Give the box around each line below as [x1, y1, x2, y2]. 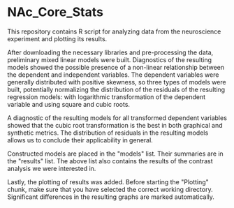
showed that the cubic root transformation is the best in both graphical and [7, 121, 223, 129]
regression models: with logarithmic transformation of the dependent [7, 92, 206, 101]
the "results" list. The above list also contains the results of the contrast [7, 156, 213, 165]
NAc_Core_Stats [7, 4, 103, 20]
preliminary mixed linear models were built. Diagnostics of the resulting [7, 55, 212, 64]
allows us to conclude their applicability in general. [7, 135, 154, 144]
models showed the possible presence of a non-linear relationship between [7, 63, 225, 71]
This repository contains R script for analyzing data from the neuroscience [7, 27, 221, 36]
